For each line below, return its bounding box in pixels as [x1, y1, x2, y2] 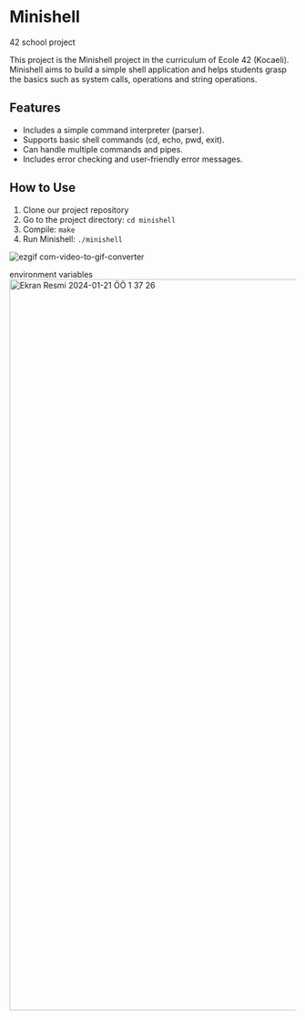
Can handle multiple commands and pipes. [22, 143, 184, 154]
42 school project [9, 37, 76, 47]
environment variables [9, 268, 94, 279]
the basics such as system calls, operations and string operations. [9, 73, 258, 84]
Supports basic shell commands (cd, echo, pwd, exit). [22, 134, 225, 145]
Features [9, 100, 61, 116]
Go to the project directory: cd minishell [22, 214, 176, 225]
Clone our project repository [22, 204, 129, 216]
